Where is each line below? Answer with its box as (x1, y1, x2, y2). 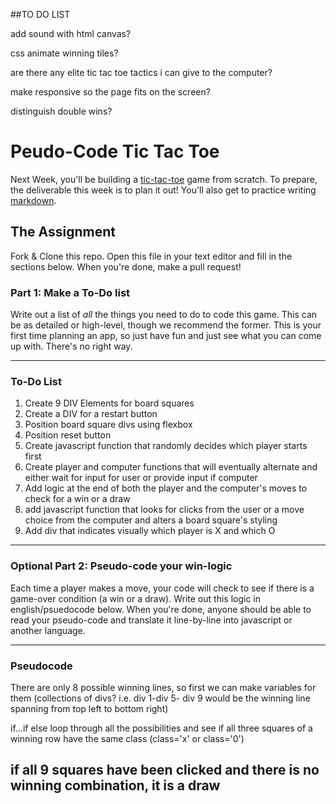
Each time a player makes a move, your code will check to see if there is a (10, 582, 315, 594)
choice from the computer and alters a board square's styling (24, 514, 278, 526)
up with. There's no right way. (10, 340, 133, 353)
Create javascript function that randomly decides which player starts (24, 440, 308, 452)
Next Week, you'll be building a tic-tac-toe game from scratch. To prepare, (10, 173, 318, 185)
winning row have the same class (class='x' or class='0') (10, 732, 245, 744)
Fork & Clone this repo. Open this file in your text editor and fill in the (10, 250, 293, 262)
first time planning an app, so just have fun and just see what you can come (10, 330, 322, 342)
